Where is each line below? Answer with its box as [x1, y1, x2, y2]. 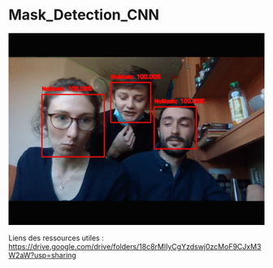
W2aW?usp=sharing [8, 250, 77, 260]
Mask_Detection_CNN [8, 6, 160, 24]
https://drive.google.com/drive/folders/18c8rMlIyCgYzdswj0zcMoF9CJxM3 [8, 241, 262, 251]
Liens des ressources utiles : [8, 233, 104, 243]
